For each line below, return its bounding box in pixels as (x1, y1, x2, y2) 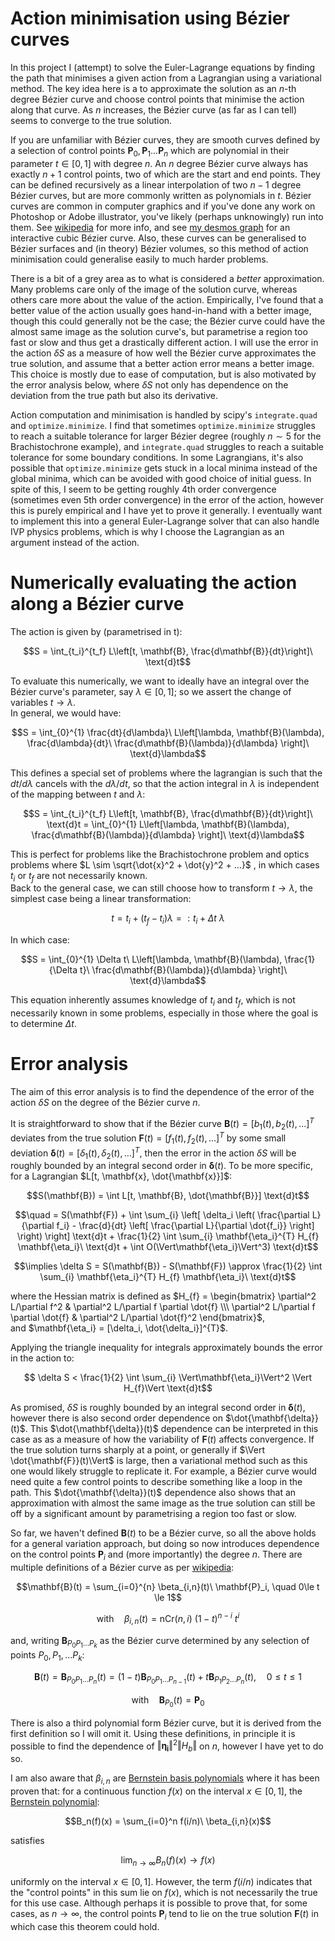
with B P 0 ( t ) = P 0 (131, 1693, 205, 1709)
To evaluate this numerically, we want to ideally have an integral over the (10, 675, 310, 687)
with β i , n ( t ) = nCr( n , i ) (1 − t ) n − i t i (96, 1611, 240, 1627)
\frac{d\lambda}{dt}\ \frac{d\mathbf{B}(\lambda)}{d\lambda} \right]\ (26, 737, 310, 749)
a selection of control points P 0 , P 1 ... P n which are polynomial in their (10, 144, 290, 159)
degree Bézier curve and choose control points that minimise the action (10, 93, 305, 105)
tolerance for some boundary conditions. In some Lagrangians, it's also (10, 451, 304, 463)
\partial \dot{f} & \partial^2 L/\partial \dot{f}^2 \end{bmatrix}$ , (10, 1312, 266, 1324)
